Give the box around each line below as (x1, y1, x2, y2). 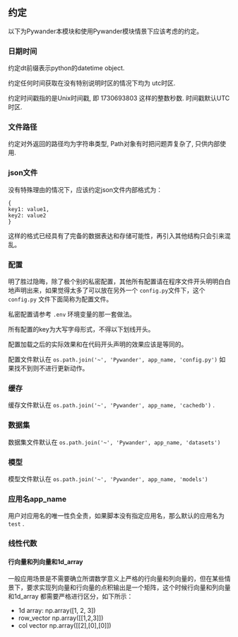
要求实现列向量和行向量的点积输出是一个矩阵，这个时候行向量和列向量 (26, 583, 231, 592)
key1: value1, (8, 205, 50, 213)
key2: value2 (8, 212, 47, 219)
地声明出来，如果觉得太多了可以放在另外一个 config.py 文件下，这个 (8, 286, 206, 294)
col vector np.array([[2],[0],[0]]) (18, 621, 112, 630)
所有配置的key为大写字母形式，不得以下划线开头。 (8, 325, 155, 333)
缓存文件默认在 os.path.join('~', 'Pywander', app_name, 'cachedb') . (8, 401, 215, 410)
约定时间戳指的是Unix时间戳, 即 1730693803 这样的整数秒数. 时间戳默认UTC (8, 94, 230, 103)
